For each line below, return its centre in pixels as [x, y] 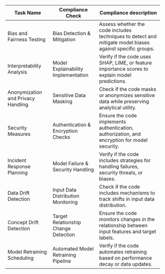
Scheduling [21, 258]
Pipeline [62, 261]
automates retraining [123, 252]
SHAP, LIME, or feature [125, 63]
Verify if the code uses [125, 57]
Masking [62, 101]
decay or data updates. [126, 264]
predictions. [113, 81]
